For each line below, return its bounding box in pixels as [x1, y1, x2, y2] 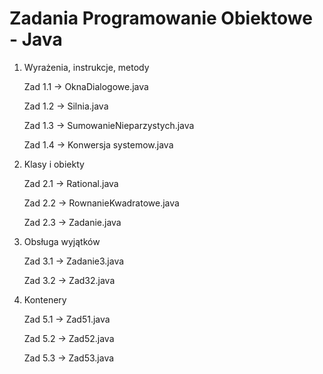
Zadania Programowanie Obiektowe [9, 7, 313, 30]
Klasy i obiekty [23, 158, 85, 170]
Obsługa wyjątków [23, 235, 101, 247]
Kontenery [23, 293, 67, 306]
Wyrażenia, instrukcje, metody [23, 61, 150, 73]
